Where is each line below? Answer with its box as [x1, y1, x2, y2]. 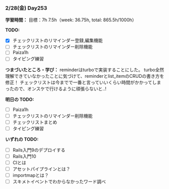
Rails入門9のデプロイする [12, 147, 66, 153]
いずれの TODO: [5, 136, 39, 142]
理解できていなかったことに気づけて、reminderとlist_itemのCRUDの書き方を [5, 73, 164, 79]
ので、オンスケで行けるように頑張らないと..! [14, 85, 107, 91]
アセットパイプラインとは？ [12, 166, 71, 172]
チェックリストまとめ [12, 119, 57, 125]
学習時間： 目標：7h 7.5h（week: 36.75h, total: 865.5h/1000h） [5, 17, 137, 23]
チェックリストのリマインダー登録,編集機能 [12, 37, 103, 43]
